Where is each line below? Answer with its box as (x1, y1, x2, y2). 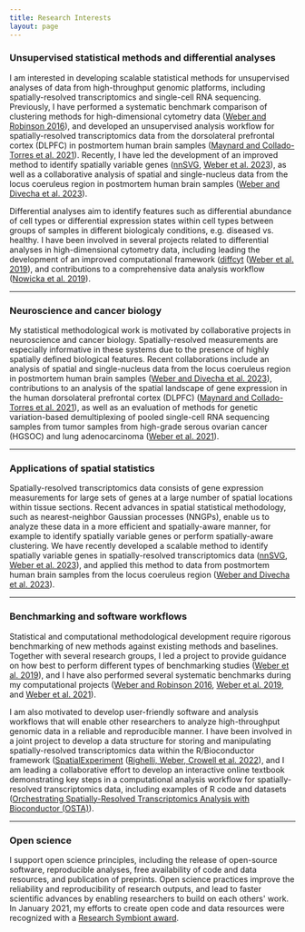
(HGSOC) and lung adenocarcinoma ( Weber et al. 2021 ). (9, 431, 220, 442)
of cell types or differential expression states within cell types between (9, 215, 274, 226)
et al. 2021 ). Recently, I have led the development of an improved (35, 149, 279, 160)
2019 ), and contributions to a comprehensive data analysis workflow (9, 263, 265, 274)
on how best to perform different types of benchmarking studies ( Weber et (9, 660, 290, 671)
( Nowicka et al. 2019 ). (9, 273, 91, 284)
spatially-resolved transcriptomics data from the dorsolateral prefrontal (9, 130, 275, 141)
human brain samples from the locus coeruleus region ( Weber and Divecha (9, 569, 290, 581)
